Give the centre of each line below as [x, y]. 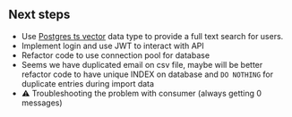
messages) [42, 103]
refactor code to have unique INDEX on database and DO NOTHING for [147, 74]
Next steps [39, 15]
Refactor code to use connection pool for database [116, 55]
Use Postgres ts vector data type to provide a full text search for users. [152, 36]
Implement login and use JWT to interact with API [112, 46]
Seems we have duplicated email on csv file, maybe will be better [142, 64]
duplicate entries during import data [87, 83]
